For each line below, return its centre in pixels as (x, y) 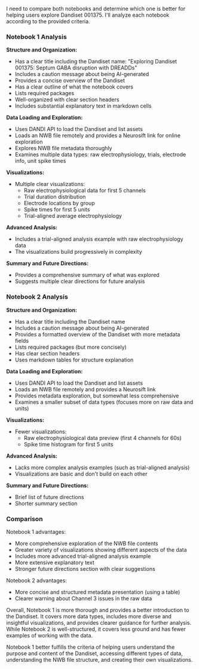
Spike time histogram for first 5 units (68, 444)
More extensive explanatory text (54, 562)
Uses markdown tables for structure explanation (74, 360)
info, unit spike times (40, 161)
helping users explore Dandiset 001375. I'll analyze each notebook (88, 15)
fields (22, 340)
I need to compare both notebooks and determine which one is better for (96, 9)
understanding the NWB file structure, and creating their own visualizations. (99, 659)
